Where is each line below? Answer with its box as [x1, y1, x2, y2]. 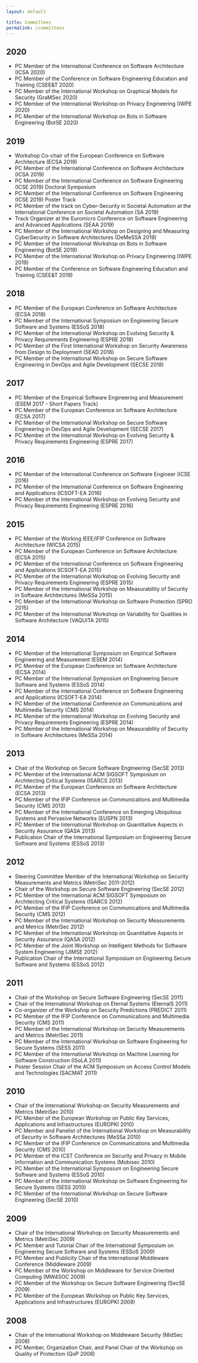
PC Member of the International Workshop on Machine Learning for [14, 1050, 179, 1057]
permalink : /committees [6, 25, 65, 31]
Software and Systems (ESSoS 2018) [14, 323, 105, 330]
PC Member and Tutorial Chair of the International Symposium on [14, 1242, 174, 1249]
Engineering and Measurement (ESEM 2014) [14, 656, 123, 663]
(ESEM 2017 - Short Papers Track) [14, 400, 99, 407]
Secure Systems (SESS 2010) [14, 1184, 87, 1191]
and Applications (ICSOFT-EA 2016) [14, 490, 102, 497]
